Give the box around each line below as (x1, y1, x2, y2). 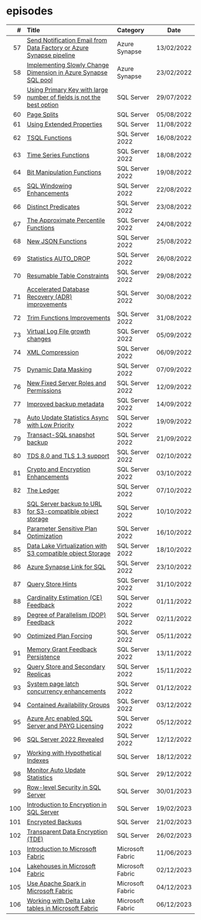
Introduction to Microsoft (26, 844, 97, 853)
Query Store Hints (26, 580, 77, 588)
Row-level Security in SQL (26, 783, 102, 792)
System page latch (26, 679, 80, 688)
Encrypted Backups (26, 817, 82, 826)
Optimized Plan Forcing (26, 631, 93, 640)
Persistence (26, 652, 60, 661)
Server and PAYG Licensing (26, 721, 103, 730)
